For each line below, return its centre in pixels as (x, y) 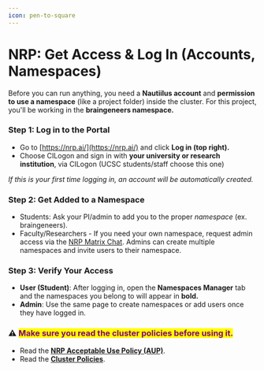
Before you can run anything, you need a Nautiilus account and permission (132, 93)
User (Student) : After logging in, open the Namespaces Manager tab (132, 288)
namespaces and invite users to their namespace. (100, 250)
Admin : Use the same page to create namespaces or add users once (132, 305)
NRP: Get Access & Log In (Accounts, (132, 54)
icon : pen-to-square (42, 15)
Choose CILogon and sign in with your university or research (120, 155)
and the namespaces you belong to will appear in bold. (109, 296)
